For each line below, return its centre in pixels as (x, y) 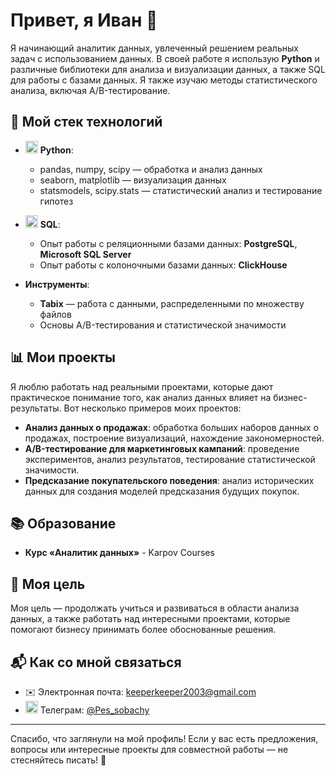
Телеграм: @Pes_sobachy (94, 710)
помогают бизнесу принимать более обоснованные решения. (143, 630)
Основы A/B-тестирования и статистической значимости (163, 325)
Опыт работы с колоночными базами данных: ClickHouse (163, 265)
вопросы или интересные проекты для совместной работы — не (149, 749)
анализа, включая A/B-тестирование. (90, 90)
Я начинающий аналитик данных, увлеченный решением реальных (154, 48)
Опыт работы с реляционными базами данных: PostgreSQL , (168, 243)
